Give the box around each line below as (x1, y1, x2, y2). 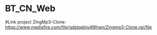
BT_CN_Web (5, 3, 56, 14)
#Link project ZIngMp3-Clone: (5, 19, 66, 25)
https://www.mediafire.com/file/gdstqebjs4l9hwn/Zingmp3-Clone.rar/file (5, 24, 152, 30)
